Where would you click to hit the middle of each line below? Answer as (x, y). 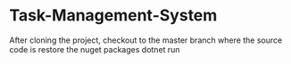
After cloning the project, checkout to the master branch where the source (146, 40)
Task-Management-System (113, 16)
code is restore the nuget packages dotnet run (95, 49)
